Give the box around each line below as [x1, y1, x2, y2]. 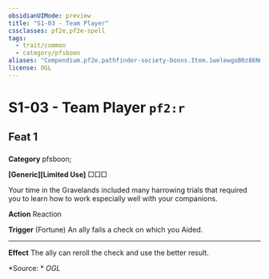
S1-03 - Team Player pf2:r [8, 98, 186, 116]
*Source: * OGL [8, 264, 61, 273]
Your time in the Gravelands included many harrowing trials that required [8, 185, 248, 195]
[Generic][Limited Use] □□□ [8, 170, 108, 180]
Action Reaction [8, 209, 62, 219]
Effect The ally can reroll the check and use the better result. [8, 248, 210, 257]
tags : [8, 34, 26, 42]
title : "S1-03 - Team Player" [8, 19, 110, 27]
